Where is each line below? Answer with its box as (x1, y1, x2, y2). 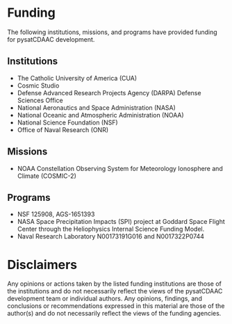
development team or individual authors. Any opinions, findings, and (7, 294, 203, 303)
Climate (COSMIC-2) (17, 172, 76, 180)
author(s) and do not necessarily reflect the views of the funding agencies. (7, 309, 222, 318)
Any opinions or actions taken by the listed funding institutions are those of (7, 280, 222, 288)
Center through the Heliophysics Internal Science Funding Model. (17, 225, 205, 234)
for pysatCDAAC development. (7, 35, 95, 43)
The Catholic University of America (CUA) (17, 74, 138, 82)
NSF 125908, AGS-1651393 (17, 210, 95, 218)
